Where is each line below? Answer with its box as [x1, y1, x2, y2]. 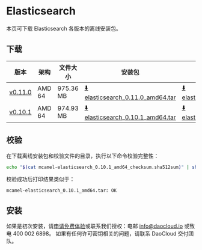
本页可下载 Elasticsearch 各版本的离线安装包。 [6, 25, 121, 32]
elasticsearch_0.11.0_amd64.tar [84, 93, 176, 102]
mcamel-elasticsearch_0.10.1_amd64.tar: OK [6, 187, 117, 194]
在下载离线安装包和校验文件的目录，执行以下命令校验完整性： [6, 152, 159, 159]
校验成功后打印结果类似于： [6, 175, 75, 183]
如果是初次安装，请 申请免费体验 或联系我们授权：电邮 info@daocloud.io [6, 222, 183, 230]
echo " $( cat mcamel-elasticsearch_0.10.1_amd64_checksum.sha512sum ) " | [6, 164, 189, 170]
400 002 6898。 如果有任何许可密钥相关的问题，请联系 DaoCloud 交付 [13, 230, 189, 237]
